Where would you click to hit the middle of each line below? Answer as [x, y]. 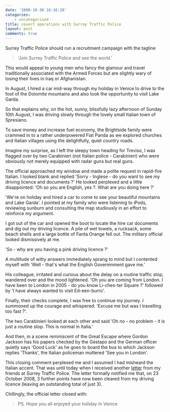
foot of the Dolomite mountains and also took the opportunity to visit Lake [82, 94]
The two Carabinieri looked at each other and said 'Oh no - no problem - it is [85, 321]
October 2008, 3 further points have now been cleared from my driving [80, 379]
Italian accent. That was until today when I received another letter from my [83, 368]
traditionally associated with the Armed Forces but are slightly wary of [78, 73]
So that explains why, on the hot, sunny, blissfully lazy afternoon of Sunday [84, 109]
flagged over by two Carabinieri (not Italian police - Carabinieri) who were [82, 156]
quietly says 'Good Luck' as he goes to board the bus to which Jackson [80, 347]
